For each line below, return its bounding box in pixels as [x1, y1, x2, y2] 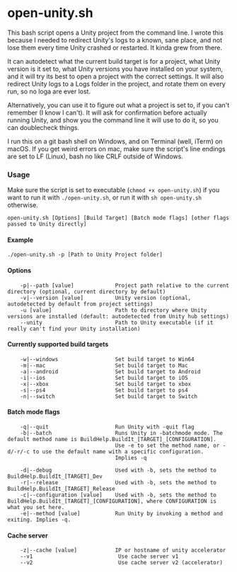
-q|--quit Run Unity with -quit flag [20, 424, 195, 431]
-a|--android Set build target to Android [20, 368, 201, 375]
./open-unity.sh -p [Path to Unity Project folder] [7, 251, 163, 259]
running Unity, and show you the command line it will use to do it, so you [7, 115, 219, 124]
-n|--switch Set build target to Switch [20, 392, 198, 400]
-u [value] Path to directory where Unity [20, 306, 207, 314]
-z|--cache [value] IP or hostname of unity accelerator [20, 547, 226, 554]
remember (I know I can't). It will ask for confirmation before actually [7, 108, 207, 117]
